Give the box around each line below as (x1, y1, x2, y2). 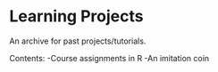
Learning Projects (9, 6, 144, 27)
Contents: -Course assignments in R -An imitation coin (9, 52, 210, 63)
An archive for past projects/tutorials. (9, 36, 147, 46)
